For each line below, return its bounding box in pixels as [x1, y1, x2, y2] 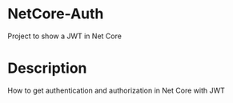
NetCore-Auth [7, 5, 104, 23]
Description [7, 59, 87, 77]
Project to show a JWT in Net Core [7, 31, 122, 41]
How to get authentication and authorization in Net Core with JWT [7, 85, 226, 95]
